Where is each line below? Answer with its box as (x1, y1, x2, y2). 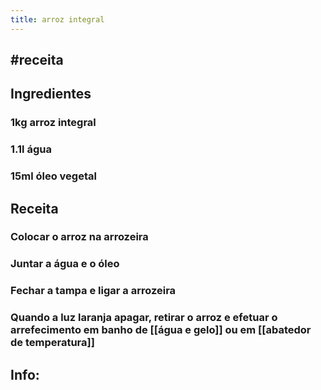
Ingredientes (10, 86, 92, 103)
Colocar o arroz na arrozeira (10, 230, 149, 244)
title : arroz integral (10, 14, 105, 25)
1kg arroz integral (10, 116, 97, 130)
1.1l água (10, 142, 52, 156)
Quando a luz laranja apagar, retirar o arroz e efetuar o (10, 311, 278, 325)
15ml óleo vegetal (10, 169, 97, 183)
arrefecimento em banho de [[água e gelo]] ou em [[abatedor (10, 323, 312, 337)
